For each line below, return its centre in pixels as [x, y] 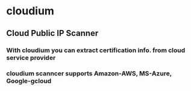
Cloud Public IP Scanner [52, 33]
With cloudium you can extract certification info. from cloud [96, 50]
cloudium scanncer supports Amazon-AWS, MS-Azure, [89, 74]
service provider [31, 57]
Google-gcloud [29, 81]
